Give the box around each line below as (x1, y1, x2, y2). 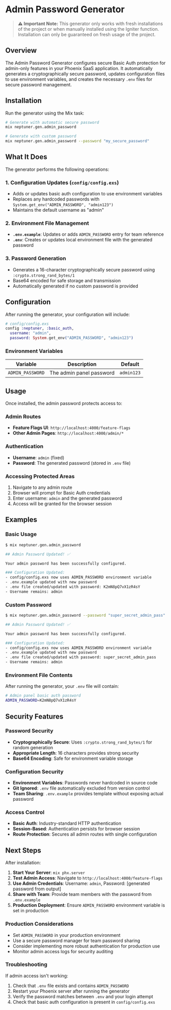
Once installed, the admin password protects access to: (5, 400, 123, 407)
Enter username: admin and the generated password (12, 495, 123, 502)
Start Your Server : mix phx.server (12, 869, 85, 876)
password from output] (12, 886, 61, 892)
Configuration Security (5, 768, 64, 775)
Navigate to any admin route (12, 484, 72, 490)
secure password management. (5, 81, 72, 87)
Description (67, 361, 97, 368)
